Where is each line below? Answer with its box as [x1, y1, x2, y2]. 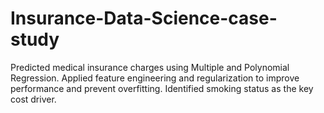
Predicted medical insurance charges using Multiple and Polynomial [10, 61, 290, 73]
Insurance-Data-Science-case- [10, 7, 278, 30]
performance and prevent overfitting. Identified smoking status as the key [10, 82, 314, 94]
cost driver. [10, 93, 57, 105]
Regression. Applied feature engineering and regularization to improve [10, 72, 300, 84]
